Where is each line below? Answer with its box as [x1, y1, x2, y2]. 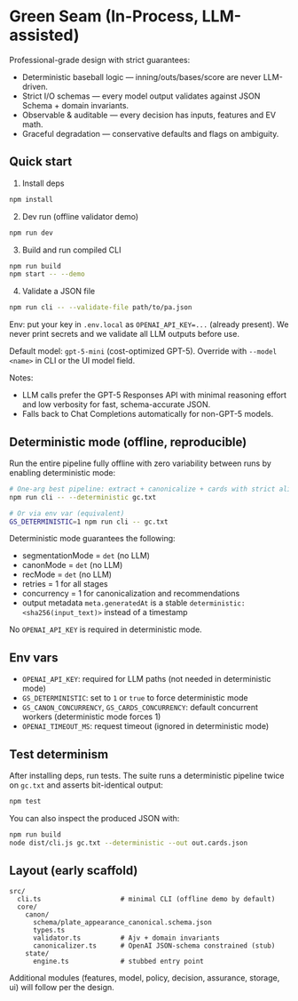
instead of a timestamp [103, 607, 188, 618]
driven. [21, 81, 49, 92]
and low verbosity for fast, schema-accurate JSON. [21, 399, 211, 410]
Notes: [9, 372, 34, 383]
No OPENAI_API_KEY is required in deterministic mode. [9, 624, 202, 635]
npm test [9, 797, 42, 806]
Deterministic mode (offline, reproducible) [9, 434, 247, 450]
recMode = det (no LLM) [21, 569, 113, 580]
